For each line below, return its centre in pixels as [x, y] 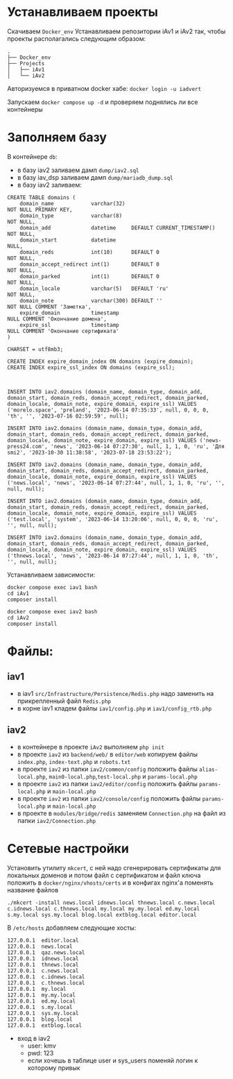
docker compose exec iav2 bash [52, 611]
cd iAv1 [18, 593]
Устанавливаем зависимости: [51, 575]
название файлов [33, 890]
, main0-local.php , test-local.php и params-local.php [121, 776]
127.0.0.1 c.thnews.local [46, 983]
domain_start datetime [68, 240]
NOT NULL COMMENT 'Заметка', [49, 307]
